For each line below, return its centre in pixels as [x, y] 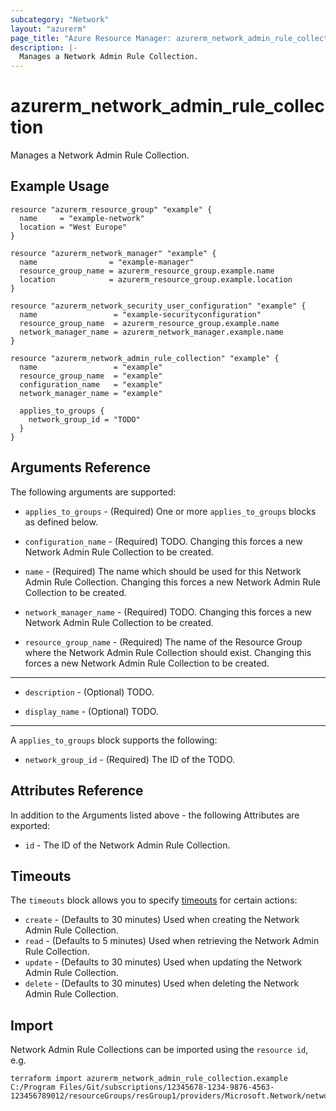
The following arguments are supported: [93, 492]
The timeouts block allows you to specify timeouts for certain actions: [154, 900]
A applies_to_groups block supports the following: [114, 740]
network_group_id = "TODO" [84, 419]
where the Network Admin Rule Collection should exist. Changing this [168, 652]
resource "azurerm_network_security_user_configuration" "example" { [158, 306]
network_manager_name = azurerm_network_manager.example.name [151, 332]
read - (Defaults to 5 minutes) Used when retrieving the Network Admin [172, 941]
